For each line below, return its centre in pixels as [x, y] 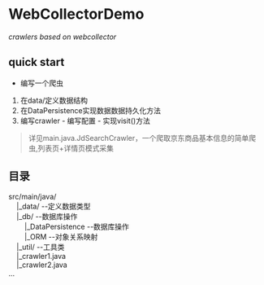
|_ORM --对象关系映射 [61, 236]
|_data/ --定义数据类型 [53, 206]
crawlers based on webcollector [63, 37]
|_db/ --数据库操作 [47, 216]
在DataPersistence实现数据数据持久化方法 [90, 110]
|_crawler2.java [41, 265]
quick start [37, 62]
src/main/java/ [32, 196]
